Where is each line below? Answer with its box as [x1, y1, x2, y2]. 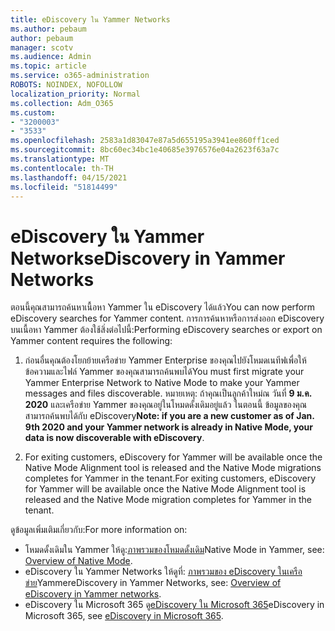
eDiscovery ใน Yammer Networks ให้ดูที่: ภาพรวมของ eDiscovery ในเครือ [24, 566, 303, 578]
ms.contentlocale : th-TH [10, 163, 114, 173]
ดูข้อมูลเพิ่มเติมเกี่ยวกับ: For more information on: [10, 524, 188, 536]
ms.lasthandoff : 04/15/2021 [10, 172, 128, 183]
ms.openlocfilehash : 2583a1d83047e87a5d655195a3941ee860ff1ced [10, 136, 280, 146]
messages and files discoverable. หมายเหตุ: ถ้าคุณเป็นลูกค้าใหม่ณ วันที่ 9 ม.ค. [24, 387, 312, 400]
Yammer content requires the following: [10, 335, 173, 347]
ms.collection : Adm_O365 [10, 98, 114, 108]
